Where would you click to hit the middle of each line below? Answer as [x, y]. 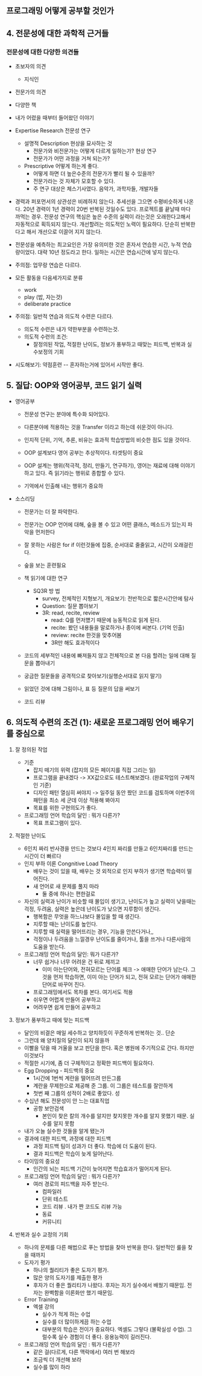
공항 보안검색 [49, 1108]
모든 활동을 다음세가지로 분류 [49, 278]
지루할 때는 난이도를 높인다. [65, 924]
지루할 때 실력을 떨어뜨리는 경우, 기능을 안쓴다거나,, [93, 931]
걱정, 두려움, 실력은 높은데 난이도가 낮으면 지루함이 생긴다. [92, 909]
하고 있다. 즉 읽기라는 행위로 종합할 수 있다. [74, 473]
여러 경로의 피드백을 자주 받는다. [71, 1184]
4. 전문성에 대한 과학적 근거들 [58, 33]
